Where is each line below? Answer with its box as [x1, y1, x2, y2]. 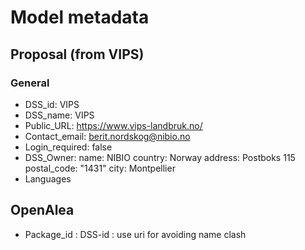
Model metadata [10, 6, 150, 29]
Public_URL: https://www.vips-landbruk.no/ [24, 119, 203, 131]
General [10, 76, 50, 90]
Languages [24, 172, 72, 185]
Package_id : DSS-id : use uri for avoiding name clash [24, 228, 247, 240]
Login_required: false [24, 141, 113, 153]
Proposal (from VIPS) [10, 46, 145, 63]
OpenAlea [10, 202, 75, 219]
